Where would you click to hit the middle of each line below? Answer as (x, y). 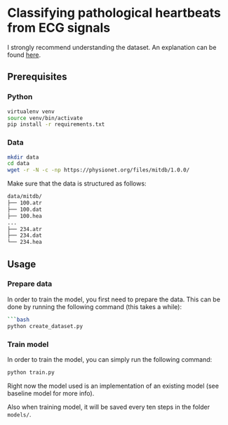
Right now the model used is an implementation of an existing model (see (113, 386)
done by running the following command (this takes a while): (95, 306)
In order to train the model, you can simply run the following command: (110, 359)
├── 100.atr (25, 203)
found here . (24, 55)
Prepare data (30, 284)
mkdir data (23, 157)
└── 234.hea (25, 242)
